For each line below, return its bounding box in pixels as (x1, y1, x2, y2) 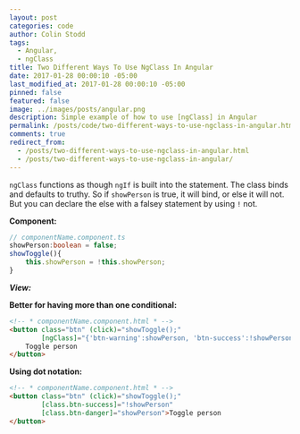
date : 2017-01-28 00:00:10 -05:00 (9, 72, 138, 81)
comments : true (9, 130, 66, 139)
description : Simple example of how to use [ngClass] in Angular (9, 113, 257, 122)
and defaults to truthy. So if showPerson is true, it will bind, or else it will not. (9, 189, 285, 200)
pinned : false (9, 88, 62, 97)
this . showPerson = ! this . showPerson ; (25, 258, 166, 267)
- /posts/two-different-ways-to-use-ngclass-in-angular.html (17, 146, 250, 155)
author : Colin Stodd (9, 30, 87, 38)
